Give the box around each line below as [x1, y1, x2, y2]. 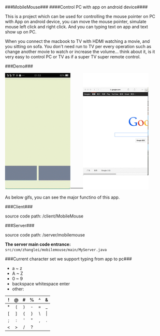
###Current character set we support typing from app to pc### [5, 256, 132, 262]
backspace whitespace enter [12, 281, 70, 286]
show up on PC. [5, 29, 37, 34]
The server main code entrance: [5, 241, 71, 247]
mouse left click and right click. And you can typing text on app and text [5, 24, 148, 30]
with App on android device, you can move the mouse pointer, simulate [5, 19, 146, 24]
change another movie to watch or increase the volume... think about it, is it [5, 49, 155, 54]
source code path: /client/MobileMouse [5, 213, 84, 219]
